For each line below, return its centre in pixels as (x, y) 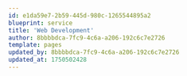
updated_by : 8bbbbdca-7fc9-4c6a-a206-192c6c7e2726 (94, 52)
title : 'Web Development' (51, 30)
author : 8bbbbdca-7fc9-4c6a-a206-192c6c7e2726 (87, 38)
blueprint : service (41, 23)
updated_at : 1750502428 (48, 60)
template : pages (35, 45)
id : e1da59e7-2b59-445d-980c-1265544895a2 (80, 15)
